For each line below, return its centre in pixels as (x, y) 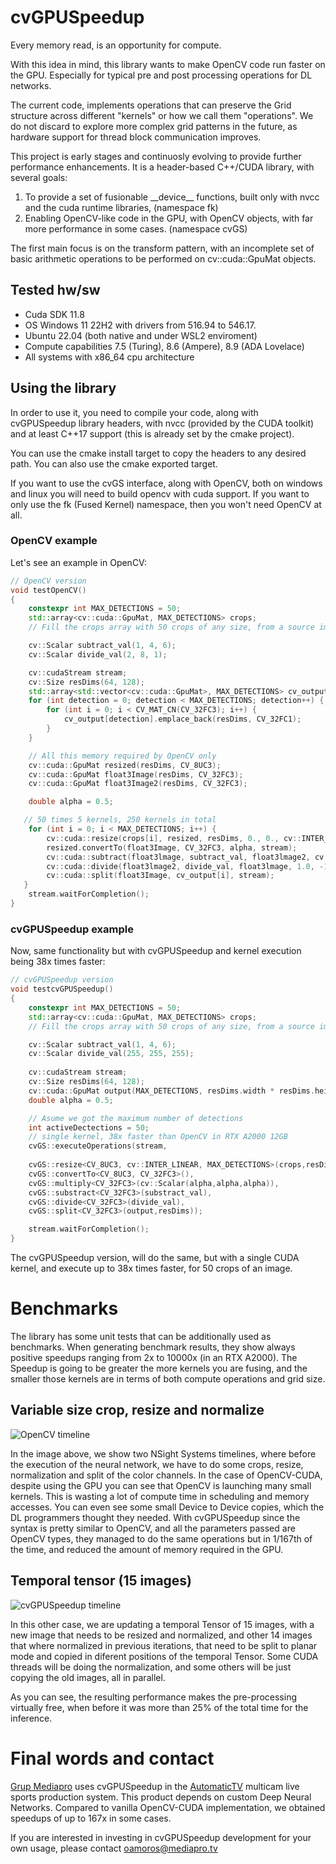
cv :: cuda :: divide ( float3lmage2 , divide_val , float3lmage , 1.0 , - (185, 866)
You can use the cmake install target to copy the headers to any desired (158, 453)
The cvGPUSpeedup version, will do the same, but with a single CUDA (155, 1258)
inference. (31, 1718)
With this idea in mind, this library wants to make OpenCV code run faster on (168, 64)
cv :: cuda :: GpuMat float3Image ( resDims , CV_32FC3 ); (136, 774)
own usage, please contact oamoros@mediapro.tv (114, 1848)
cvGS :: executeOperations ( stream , (98, 1146)
